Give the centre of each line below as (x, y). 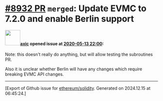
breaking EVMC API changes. (34, 74)
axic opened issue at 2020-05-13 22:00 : (62, 43)
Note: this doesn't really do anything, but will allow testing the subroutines (79, 55)
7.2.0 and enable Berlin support (70, 19)
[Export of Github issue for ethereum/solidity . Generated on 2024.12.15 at (78, 88)
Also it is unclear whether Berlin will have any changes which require (74, 69)
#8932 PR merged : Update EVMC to (76, 9)
